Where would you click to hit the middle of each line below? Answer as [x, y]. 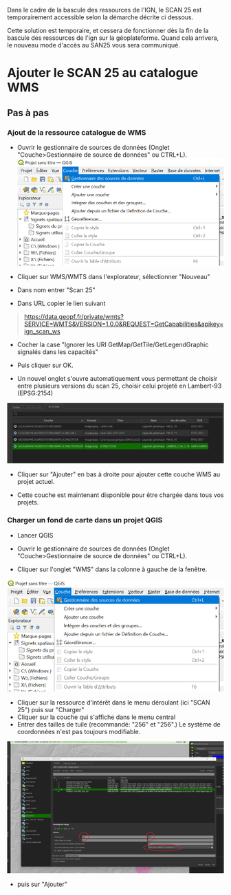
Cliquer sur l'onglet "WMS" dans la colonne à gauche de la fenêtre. [112, 569]
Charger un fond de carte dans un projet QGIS [85, 520]
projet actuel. [36, 482]
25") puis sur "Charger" [51, 710]
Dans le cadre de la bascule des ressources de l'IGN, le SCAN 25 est [104, 10]
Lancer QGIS [35, 535]
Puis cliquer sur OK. [45, 365]
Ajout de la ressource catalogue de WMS [77, 132]
